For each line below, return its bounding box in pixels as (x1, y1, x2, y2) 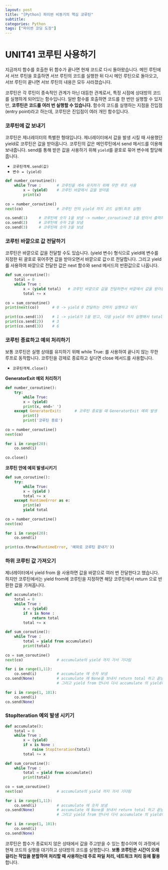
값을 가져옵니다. (14, 582, 45, 588)
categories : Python (5, 21, 46, 27)
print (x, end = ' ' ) (23, 404, 61, 409)
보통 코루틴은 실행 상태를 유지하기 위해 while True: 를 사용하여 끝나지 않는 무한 (5, 349, 158, 355)
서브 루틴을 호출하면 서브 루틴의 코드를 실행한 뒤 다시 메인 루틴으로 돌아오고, (10, 73, 158, 79)
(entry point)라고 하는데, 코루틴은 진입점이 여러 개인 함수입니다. (5, 109, 129, 115)
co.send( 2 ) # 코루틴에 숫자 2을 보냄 (5, 220, 83, 225)
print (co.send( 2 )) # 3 (5, 319, 59, 324)
